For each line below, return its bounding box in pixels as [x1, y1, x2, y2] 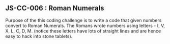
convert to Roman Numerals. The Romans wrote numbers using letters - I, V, [5, 22, 165, 28]
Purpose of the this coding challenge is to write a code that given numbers [5, 17, 162, 23]
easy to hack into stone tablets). [5, 33, 73, 39]
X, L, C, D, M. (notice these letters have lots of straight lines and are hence [5, 27, 161, 34]
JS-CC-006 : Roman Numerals [5, 4, 104, 12]
